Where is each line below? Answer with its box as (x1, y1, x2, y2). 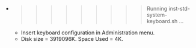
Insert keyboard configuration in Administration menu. (20, 29, 155, 36)
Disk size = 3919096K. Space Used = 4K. (20, 36, 123, 42)
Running (146, 5, 168, 12)
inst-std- (168, 5, 191, 12)
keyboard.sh (146, 18, 178, 24)
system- (146, 11, 167, 18)
